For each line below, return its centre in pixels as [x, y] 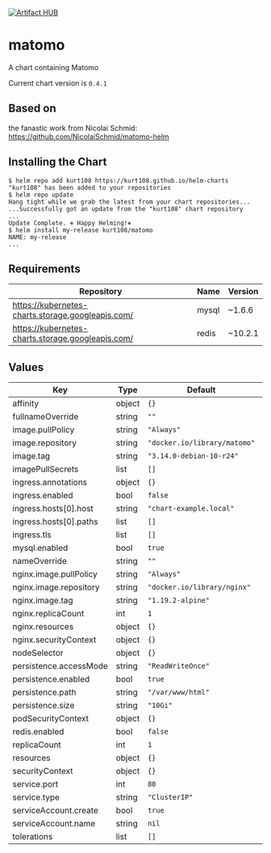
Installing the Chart [58, 162]
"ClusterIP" [171, 797]
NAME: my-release [38, 237]
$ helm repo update [41, 195]
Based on [32, 109]
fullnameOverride [46, 417]
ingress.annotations [50, 482]
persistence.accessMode [60, 666]
